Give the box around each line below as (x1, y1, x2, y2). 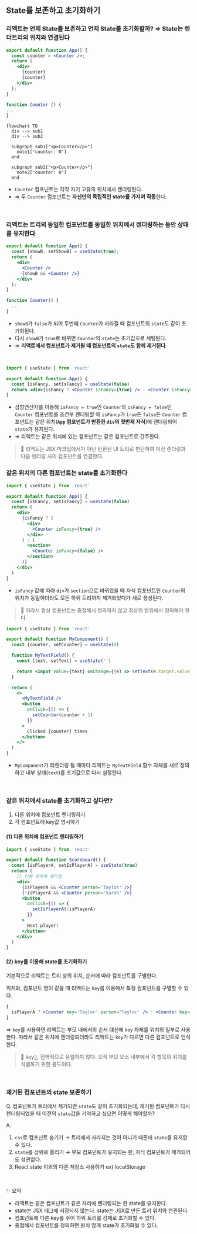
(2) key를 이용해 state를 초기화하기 (6, 958, 87, 965)
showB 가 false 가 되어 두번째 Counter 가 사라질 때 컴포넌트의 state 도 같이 (14, 320, 181, 327)
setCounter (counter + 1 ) (32, 712, 93, 718)
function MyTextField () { (11, 653, 75, 658)
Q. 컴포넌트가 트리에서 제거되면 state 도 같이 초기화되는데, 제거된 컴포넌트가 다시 (6, 1103, 191, 1110)
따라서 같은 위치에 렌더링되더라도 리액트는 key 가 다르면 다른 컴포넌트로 (18, 1033, 180, 1040)
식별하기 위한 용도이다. (20, 1061, 73, 1068)
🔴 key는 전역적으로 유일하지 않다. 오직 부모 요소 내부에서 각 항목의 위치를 (20, 1053, 187, 1060)
